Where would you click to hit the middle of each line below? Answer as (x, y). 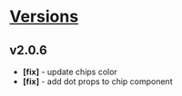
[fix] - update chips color (70, 72)
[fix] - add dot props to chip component (97, 82)
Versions (44, 17)
